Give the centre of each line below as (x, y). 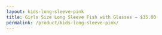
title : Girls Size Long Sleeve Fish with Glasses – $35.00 (81, 17)
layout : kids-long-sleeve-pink (45, 12)
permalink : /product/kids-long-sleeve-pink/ (62, 23)
